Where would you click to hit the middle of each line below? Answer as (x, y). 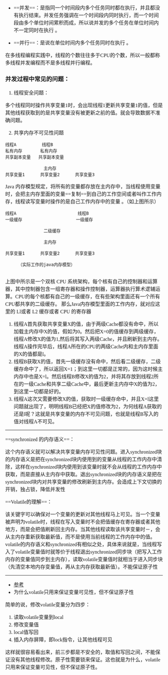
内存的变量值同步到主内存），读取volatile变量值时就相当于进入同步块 (84, 559)
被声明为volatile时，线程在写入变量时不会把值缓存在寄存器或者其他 (83, 522)
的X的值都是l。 (31, 354)
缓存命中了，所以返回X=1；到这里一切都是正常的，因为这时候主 (88, 369)
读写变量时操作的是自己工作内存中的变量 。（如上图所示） (92, 201)
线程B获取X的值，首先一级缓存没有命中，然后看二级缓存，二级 (87, 361)
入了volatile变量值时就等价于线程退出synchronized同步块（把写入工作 (84, 552)
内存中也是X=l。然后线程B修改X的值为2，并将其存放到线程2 (84, 376)
